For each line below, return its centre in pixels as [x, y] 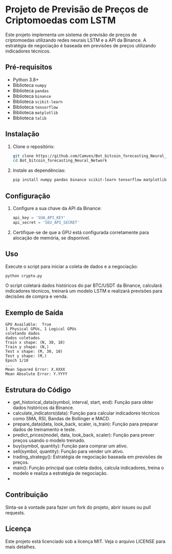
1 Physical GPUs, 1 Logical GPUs [41, 329]
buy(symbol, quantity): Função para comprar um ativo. [70, 446]
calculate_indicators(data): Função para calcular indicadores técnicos [86, 413]
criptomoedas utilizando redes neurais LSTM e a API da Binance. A [76, 40]
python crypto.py [24, 276]
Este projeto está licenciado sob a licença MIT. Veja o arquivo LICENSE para [85, 541]
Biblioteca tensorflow [35, 107]
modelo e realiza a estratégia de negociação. [60, 473]
